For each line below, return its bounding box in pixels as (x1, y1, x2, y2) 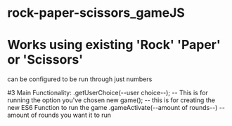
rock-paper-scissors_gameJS (7, 5, 185, 21)
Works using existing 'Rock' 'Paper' (7, 37, 221, 53)
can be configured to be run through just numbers (7, 75, 153, 83)
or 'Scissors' (7, 52, 83, 68)
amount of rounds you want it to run (7, 111, 111, 120)
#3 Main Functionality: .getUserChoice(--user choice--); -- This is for (7, 89, 209, 97)
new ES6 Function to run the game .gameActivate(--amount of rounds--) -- (7, 104, 225, 112)
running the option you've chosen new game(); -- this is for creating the (7, 96, 216, 104)
